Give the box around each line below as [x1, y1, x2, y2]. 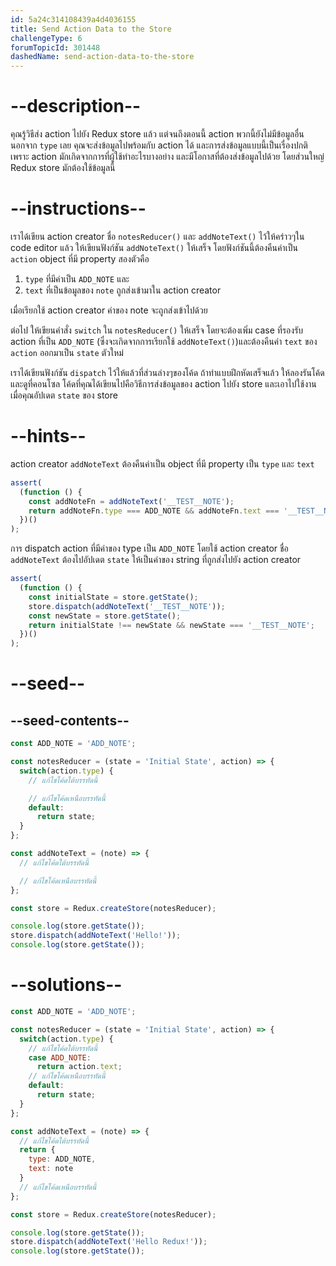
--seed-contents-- [10, 712, 130, 729]
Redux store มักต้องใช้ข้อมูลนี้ [10, 162, 116, 174]
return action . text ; [36, 1062, 123, 1072]
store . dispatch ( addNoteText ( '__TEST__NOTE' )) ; [28, 601, 226, 611]
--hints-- [10, 425, 87, 448]
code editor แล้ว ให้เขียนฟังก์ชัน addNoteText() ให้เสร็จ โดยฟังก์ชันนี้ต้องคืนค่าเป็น [10, 242, 298, 253]
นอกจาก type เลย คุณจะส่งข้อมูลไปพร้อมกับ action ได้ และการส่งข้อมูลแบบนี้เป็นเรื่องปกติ [10, 139, 308, 151]
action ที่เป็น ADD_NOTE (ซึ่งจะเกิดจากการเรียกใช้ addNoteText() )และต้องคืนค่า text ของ [10, 336, 318, 347]
